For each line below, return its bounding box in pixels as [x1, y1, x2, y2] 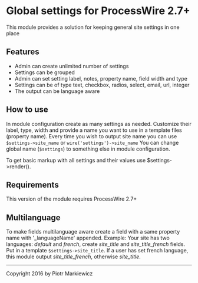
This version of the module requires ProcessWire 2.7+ [6, 195, 137, 202]
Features [6, 47, 39, 57]
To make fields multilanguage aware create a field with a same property [6, 228, 180, 235]
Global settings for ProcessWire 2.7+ [6, 4, 190, 18]
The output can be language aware [14, 87, 100, 95]
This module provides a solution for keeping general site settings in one [6, 24, 180, 31]
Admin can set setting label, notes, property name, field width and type [14, 75, 187, 82]
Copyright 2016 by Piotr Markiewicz [6, 270, 93, 277]
